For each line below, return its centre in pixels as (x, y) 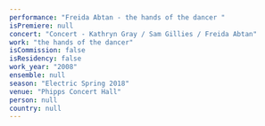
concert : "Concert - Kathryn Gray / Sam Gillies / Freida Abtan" (133, 34)
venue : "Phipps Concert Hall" (66, 91)
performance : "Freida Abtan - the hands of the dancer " (117, 17)
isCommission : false (48, 51)
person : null (33, 100)
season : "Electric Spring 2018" (69, 83)
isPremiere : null (41, 26)
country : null (36, 108)
